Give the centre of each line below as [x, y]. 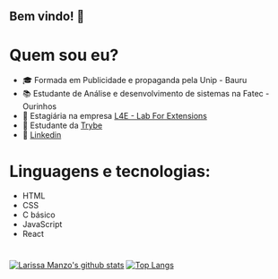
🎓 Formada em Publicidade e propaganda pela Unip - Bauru [135, 80]
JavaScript [42, 224]
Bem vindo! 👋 [47, 17]
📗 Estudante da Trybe [62, 125]
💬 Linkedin [42, 135]
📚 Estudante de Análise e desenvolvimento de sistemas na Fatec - [146, 94]
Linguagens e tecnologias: [110, 171]
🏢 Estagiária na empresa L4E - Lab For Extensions [115, 116]
